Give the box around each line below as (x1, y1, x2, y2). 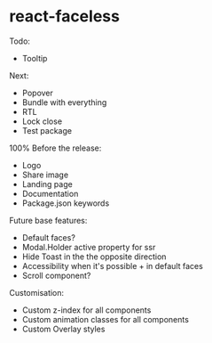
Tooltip (21, 53, 48, 63)
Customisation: (9, 287, 65, 298)
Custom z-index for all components (21, 305, 152, 315)
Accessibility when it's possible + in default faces (21, 260, 204, 271)
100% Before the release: (9, 143, 102, 153)
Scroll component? (21, 270, 91, 281)
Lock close (21, 116, 63, 127)
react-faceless (9, 6, 120, 27)
